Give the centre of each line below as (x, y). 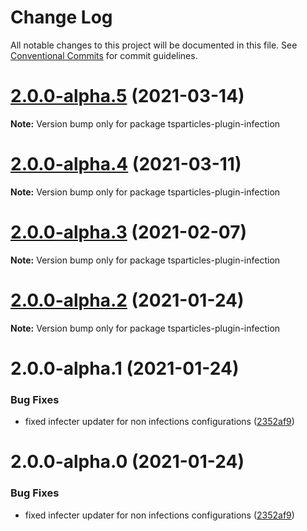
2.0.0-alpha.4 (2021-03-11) (126, 164)
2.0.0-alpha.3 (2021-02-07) (128, 232)
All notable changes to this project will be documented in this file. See (154, 45)
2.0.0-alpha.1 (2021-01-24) (125, 368)
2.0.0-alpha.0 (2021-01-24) (127, 462)
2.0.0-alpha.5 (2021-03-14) (127, 96)
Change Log (61, 17)
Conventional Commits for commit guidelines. (104, 55)
